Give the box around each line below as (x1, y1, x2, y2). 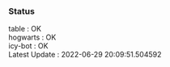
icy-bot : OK (8, 41, 49, 51)
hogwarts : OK (8, 32, 57, 42)
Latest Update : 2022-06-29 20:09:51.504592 (8, 50, 162, 60)
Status (8, 6, 35, 17)
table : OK (8, 24, 42, 34)
